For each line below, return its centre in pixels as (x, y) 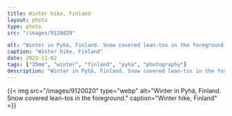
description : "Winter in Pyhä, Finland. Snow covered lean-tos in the (111, 71)
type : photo (24, 26)
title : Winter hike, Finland (49, 13)
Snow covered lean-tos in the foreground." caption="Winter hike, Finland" (112, 98)
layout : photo (28, 20)
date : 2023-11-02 (32, 58)
